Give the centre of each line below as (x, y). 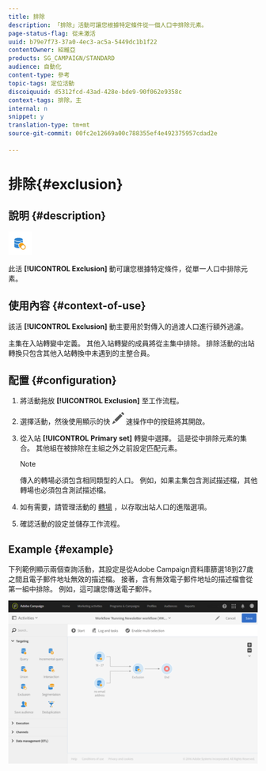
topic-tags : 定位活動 (42, 83)
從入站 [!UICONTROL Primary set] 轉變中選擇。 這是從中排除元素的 (129, 438)
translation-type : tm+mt (49, 125)
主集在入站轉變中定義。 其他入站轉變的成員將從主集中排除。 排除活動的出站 (131, 343)
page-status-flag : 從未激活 (52, 33)
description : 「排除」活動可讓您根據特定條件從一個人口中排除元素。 (108, 25)
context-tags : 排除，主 (45, 100)
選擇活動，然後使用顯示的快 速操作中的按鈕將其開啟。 (114, 421)
